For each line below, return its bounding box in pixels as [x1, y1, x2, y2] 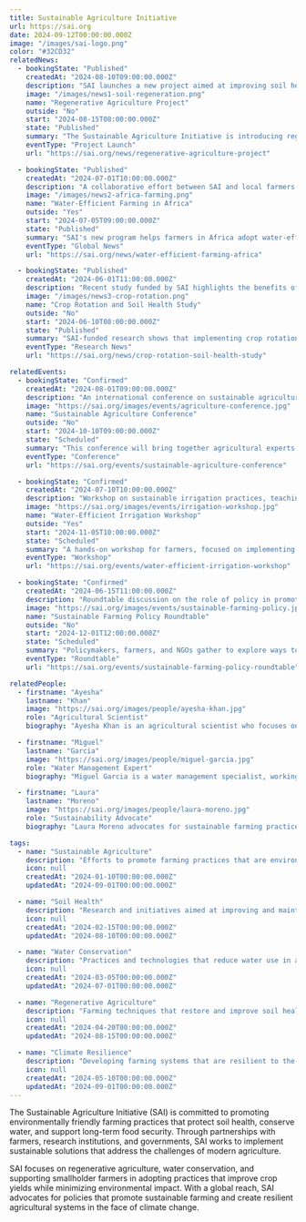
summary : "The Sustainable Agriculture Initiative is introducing [25, 132, 283, 141]
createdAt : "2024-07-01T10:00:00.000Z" [25, 174, 178, 183]
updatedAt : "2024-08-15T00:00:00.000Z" [25, 1032, 178, 1041]
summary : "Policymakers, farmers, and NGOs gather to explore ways [25, 646, 287, 656]
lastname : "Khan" [25, 696, 92, 706]
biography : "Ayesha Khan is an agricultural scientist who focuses [25, 721, 287, 731]
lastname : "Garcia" [25, 746, 100, 756]
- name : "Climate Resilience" [17, 1048, 132, 1057]
